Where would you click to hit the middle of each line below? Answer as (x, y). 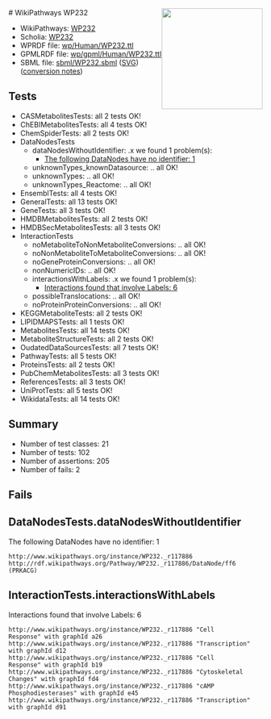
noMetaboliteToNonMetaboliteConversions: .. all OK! (119, 245)
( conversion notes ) (51, 71)
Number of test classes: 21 (64, 444)
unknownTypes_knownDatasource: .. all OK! (105, 167)
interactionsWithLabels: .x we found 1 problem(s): (114, 278)
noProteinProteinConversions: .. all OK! (96, 304)
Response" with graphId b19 (56, 665)
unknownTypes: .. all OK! (73, 176)
